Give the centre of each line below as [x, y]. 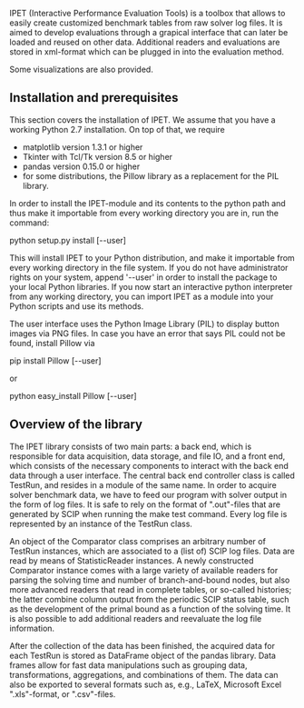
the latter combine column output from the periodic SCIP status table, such [149, 599]
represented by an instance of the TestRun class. [101, 524]
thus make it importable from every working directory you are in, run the [144, 213]
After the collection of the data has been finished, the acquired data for [142, 645]
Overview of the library [76, 425]
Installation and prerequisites [94, 98]
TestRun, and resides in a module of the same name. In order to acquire [143, 484]
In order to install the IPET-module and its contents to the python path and [147, 203]
